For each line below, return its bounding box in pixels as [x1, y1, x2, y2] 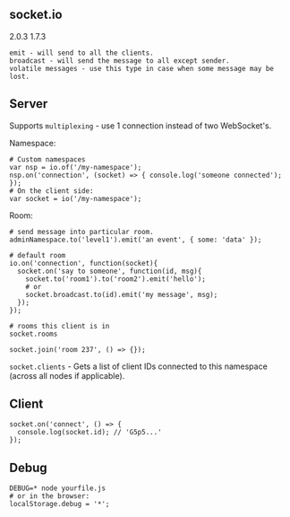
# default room [9, 250, 66, 259]
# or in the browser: [9, 492, 90, 501]
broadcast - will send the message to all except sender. [9, 56, 230, 66]
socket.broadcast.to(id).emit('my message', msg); [25, 290, 218, 299]
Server [9, 96, 48, 111]
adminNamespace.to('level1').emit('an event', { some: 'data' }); [9, 235, 262, 244]
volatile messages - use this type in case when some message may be [9, 64, 275, 73]
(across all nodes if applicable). [9, 370, 125, 381]
